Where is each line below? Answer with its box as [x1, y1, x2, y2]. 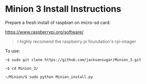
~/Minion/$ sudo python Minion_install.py [5, 74, 93, 79]
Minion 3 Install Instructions [5, 3, 122, 15]
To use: [5, 48, 21, 54]
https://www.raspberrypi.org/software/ [5, 29, 84, 35]
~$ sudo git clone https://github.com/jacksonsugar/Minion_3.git [5, 57, 141, 62]
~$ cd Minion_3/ [5, 66, 38, 71]
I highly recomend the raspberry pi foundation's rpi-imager [17, 38, 136, 44]
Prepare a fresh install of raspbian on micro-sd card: [5, 20, 111, 25]
